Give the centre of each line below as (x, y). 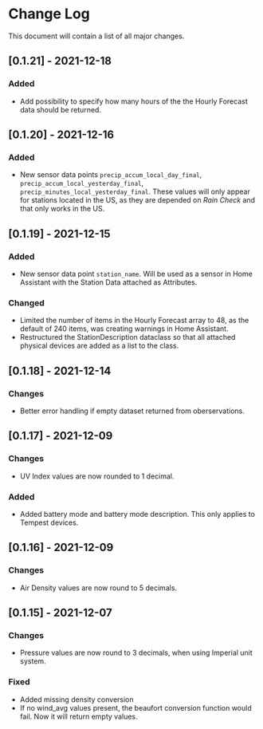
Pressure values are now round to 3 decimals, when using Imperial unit (136, 653)
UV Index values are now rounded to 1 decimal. (97, 476)
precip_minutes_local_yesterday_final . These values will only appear (135, 191)
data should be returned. (61, 109)
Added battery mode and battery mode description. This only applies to (137, 514)
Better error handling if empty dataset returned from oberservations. (132, 411)
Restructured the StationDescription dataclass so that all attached (128, 337)
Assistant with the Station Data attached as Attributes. (108, 282)
